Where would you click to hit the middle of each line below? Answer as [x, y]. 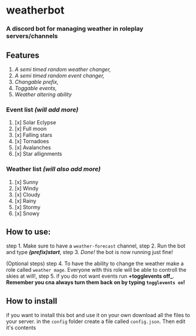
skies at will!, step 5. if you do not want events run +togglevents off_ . [90, 276]
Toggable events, [36, 88]
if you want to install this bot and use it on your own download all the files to [98, 315]
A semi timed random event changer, [59, 75]
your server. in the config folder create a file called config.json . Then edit [96, 321]
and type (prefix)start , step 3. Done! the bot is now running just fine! [90, 252]
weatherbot [35, 10]
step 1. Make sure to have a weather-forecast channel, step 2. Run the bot [96, 246]
